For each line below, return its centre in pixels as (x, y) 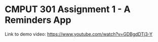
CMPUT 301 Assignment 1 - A (68, 9)
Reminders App (38, 20)
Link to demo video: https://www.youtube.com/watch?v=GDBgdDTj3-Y (79, 34)
